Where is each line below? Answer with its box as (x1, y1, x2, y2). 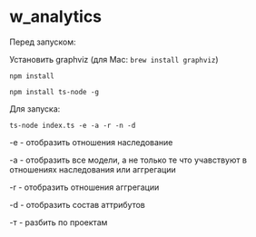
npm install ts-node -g (9, 87, 100, 96)
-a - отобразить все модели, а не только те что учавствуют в (9, 154, 248, 165)
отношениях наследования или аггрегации (9, 163, 177, 174)
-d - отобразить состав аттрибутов (9, 199, 145, 210)
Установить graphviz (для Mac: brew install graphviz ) (9, 54, 220, 64)
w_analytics (9, 6, 103, 27)
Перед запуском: (9, 36, 76, 47)
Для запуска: (9, 103, 61, 114)
